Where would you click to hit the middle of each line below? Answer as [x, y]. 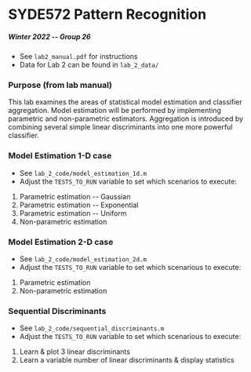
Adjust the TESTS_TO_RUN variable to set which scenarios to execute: [128, 181]
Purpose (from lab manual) [60, 86]
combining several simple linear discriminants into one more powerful [120, 127]
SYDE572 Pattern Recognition [107, 15]
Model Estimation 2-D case [61, 242]
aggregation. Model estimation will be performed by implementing [115, 111]
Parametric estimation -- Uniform [73, 213]
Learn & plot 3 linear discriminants [75, 352]
